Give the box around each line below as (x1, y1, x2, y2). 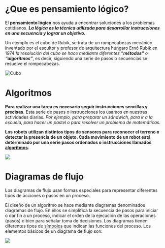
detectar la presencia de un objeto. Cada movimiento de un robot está (5, 134, 151, 140)
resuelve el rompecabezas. (5, 61, 60, 66)
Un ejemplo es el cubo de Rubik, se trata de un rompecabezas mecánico (5, 39, 153, 45)
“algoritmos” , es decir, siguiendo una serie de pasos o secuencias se (5, 55, 148, 61)
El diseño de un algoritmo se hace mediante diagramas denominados (5, 202, 145, 208)
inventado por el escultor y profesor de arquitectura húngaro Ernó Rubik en (5, 45, 158, 51)
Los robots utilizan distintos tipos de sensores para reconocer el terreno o (5, 129, 160, 135)
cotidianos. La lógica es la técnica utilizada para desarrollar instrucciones (5, 25, 160, 31)
